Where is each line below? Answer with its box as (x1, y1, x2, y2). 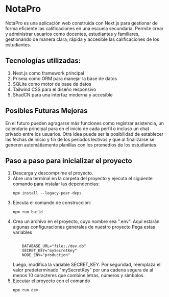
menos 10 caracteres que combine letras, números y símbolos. (12, 273, 145, 279)
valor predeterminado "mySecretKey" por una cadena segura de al (12, 267, 153, 273)
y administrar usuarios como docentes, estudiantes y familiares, (5, 31, 140, 37)
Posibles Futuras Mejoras (5, 107, 88, 115)
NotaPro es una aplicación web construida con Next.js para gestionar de (5, 20, 158, 26)
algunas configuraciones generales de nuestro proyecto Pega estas (12, 224, 156, 230)
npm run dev (12, 288, 38, 293)
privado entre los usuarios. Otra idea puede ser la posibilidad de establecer (5, 131, 164, 137)
